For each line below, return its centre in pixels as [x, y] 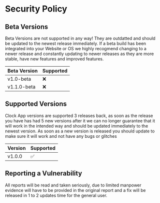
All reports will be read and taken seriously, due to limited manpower [73, 185]
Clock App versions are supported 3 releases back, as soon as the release [79, 116]
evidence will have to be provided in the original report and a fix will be [75, 190]
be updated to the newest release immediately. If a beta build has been [76, 43]
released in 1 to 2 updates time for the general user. [56, 195]
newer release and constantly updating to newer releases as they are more [80, 54]
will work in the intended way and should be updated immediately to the [77, 126]
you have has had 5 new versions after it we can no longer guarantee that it [80, 121]
